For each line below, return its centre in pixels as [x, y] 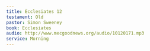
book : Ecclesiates [29, 28]
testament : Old [25, 17]
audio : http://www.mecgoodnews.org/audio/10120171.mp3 [75, 33]
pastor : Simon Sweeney [34, 22]
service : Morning [28, 39]
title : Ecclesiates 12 [34, 11]
